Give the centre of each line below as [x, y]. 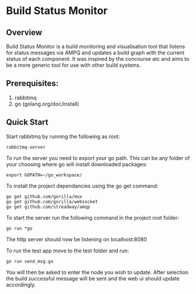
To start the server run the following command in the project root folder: [93, 217]
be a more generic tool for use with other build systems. [74, 65]
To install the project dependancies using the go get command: [82, 186]
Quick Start [27, 122]
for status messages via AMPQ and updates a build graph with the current [95, 53]
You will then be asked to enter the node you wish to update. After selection [97, 272]
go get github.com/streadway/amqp [48, 207]
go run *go [19, 228]
